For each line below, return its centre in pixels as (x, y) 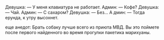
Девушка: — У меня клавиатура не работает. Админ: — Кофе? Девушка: (82, 7)
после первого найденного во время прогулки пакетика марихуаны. (78, 32)
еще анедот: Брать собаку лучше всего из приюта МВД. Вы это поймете (82, 27)
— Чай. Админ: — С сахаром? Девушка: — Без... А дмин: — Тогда (75, 12)
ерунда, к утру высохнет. (32, 18)
